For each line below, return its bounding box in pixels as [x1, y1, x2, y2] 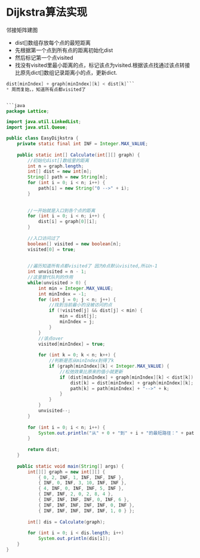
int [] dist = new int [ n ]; [27, 169, 93, 175]
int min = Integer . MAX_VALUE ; [38, 285, 113, 291]
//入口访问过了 [27, 235, 60, 241]
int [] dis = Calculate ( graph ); [27, 519, 106, 525]
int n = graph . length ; [27, 163, 84, 169]
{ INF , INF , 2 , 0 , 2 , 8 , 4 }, [38, 491, 113, 497]
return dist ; [27, 447, 60, 453]
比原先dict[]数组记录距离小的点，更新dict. [14, 69, 118, 76]
